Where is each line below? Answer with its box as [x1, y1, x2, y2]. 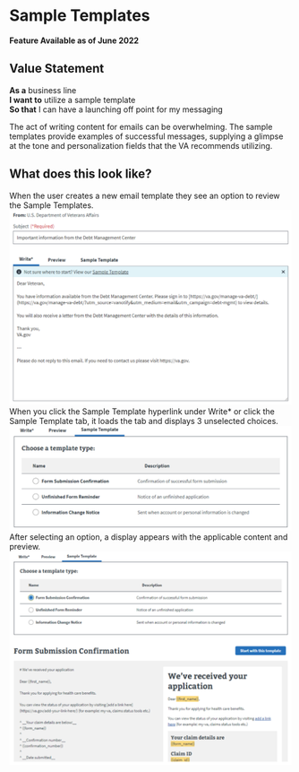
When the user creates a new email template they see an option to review [9, 190, 280, 201]
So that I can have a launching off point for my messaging [9, 104, 224, 115]
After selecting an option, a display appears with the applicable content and [9, 532, 288, 542]
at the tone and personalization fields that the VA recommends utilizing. [9, 140, 273, 151]
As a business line [9, 84, 77, 95]
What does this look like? [9, 167, 152, 182]
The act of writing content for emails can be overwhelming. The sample [9, 121, 273, 132]
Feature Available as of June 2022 [9, 35, 140, 46]
